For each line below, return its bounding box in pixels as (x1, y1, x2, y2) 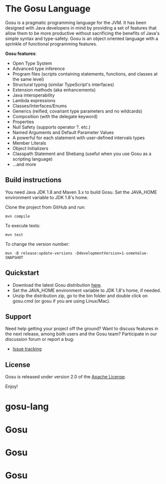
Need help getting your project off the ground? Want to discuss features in (5, 326, 158, 332)
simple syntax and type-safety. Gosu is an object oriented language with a (5, 36, 158, 42)
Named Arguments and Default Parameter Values (12, 129, 114, 135)
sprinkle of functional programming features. (5, 41, 97, 47)
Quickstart (5, 269, 39, 277)
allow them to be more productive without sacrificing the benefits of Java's (5, 30, 160, 36)
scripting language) (12, 156, 53, 162)
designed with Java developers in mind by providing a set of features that (5, 25, 157, 31)
